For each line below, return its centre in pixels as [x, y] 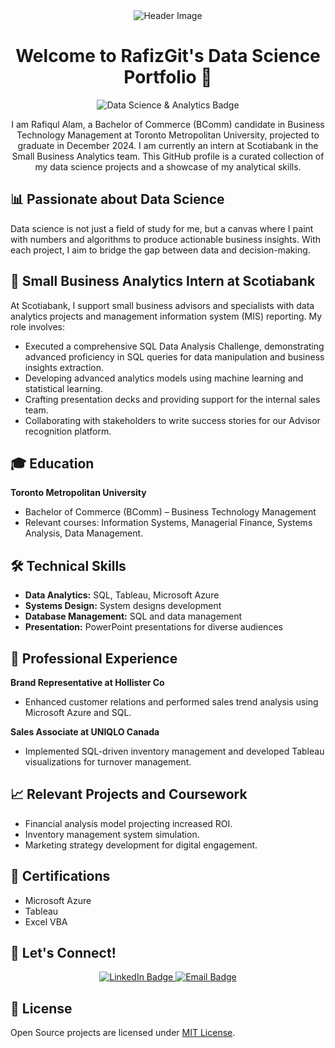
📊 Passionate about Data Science [117, 199]
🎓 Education [52, 463]
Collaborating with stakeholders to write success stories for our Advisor [172, 420]
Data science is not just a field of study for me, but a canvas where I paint [162, 228]
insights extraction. [64, 367]
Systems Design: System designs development [123, 606]
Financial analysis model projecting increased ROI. [128, 823]
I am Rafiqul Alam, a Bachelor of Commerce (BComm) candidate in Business [168, 124]
